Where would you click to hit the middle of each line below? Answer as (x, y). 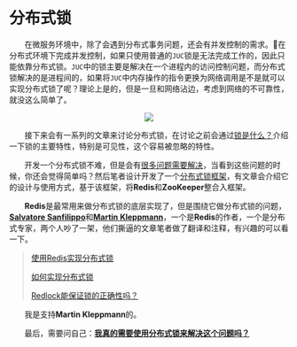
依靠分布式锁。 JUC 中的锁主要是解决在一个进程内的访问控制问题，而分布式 (151, 66)
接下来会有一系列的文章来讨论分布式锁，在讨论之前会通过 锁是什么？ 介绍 (156, 135)
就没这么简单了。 (40, 99)
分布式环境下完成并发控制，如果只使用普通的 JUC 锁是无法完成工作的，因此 (143, 55)
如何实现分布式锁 (62, 276)
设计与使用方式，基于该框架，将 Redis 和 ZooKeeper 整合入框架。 (133, 187)
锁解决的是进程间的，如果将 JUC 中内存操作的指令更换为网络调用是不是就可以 (147, 77)
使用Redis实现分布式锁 (72, 258)
